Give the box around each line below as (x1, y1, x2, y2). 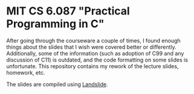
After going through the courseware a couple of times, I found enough (6, 37, 181, 44)
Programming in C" (6, 17, 105, 31)
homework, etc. (6, 69, 45, 76)
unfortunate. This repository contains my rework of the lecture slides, (6, 62, 179, 70)
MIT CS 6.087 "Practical (6, 4, 130, 18)
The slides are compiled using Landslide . (6, 80, 108, 88)
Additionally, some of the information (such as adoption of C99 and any (6, 49, 184, 57)
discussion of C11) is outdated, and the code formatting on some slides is (6, 56, 189, 63)
